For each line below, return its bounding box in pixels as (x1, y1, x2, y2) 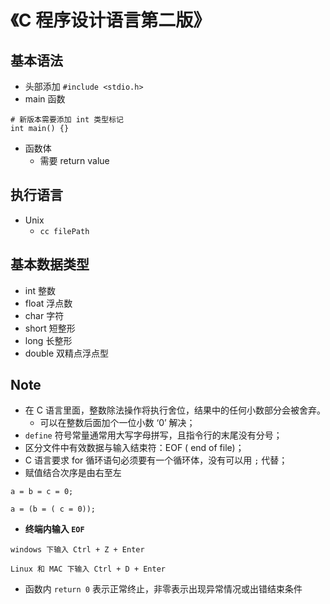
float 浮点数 (24, 297, 73, 309)
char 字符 (24, 309, 65, 321)
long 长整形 (24, 334, 73, 346)
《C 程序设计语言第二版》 (10, 9, 212, 32)
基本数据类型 (10, 256, 90, 273)
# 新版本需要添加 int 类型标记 (10, 115, 124, 125)
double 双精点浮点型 (24, 347, 110, 359)
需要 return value (39, 155, 110, 166)
